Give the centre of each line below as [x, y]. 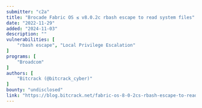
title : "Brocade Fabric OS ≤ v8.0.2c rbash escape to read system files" [101, 17]
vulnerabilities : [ [31, 40]
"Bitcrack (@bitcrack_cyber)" [55, 79]
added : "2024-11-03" [32, 28]
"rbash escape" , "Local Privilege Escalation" [76, 46]
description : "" [26, 34]
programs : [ [21, 56]
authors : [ [20, 73]
